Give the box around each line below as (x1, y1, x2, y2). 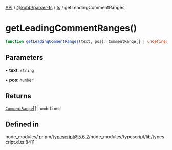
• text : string (5, 67, 34, 73)
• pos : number (5, 77, 34, 83)
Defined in (5, 120, 39, 128)
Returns (5, 92, 32, 100)
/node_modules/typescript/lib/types (89, 134, 165, 140)
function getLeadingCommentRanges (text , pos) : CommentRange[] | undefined (5, 39, 168, 44)
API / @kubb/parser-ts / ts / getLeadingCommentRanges (5, 5, 125, 10)
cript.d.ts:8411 (5, 139, 35, 145)
